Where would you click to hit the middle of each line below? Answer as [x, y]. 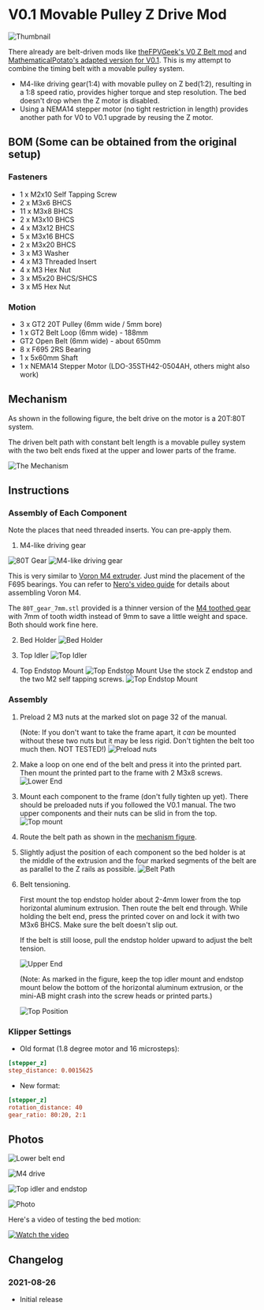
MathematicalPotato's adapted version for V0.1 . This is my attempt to [120, 60]
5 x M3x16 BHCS [47, 236]
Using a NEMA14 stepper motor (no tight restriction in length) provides [134, 109]
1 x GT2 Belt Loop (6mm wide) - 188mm [84, 332]
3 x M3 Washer [44, 253]
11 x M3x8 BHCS [46, 211]
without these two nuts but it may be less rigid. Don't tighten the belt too [137, 741]
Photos [26, 1139]
